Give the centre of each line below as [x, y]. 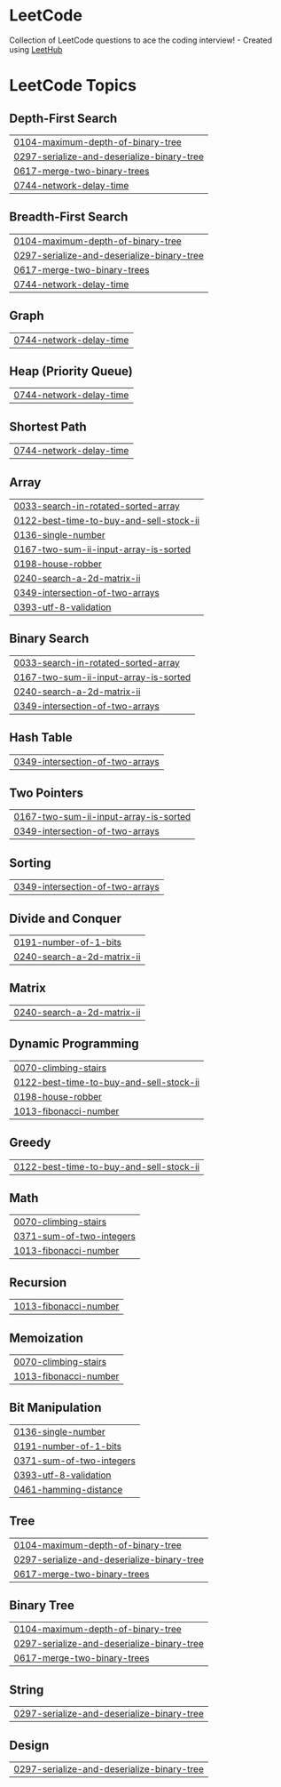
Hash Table [41, 737]
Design [29, 1745]
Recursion [38, 1282]
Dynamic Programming [74, 1044]
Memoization [47, 1338]
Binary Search [49, 639]
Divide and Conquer [66, 918]
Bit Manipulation [55, 1408]
